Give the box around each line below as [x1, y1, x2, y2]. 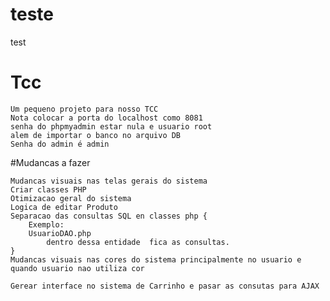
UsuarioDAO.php [28, 228, 92, 238]
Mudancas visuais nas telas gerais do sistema [10, 176, 208, 186]
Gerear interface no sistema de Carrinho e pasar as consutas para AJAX [10, 281, 320, 291]
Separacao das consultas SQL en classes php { [10, 211, 208, 221]
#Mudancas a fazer [10, 156, 91, 168]
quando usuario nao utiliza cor [10, 263, 145, 273]
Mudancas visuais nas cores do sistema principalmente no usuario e [10, 254, 302, 265]
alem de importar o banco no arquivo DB [10, 130, 182, 140]
